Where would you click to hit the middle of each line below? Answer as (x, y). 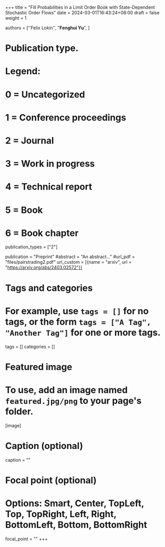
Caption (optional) (44, 446)
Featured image (39, 367)
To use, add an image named (66, 390)
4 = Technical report (49, 187)
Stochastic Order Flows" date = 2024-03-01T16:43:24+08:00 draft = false (82, 13)
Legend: (23, 71)
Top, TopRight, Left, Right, (61, 514)
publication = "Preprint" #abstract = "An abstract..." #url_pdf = (70, 257)
